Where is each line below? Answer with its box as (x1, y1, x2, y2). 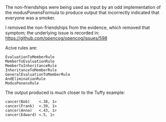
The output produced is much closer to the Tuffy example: (5, 89, 125, 95)
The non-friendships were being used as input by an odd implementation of (5, 4, 161, 10)
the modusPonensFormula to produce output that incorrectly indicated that (5, 9, 159, 15)
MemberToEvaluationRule (5, 59, 55, 64)
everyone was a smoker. (5, 15, 55, 20)
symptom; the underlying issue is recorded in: (5, 30, 100, 35)
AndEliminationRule (5, 76, 46, 81)
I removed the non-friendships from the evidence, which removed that (5, 24, 150, 30)
